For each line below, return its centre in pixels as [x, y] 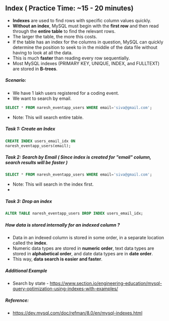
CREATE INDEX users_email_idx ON [40, 141]
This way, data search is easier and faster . [57, 259]
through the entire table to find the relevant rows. [64, 31]
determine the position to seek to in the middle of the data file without [85, 47]
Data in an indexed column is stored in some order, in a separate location [88, 238]
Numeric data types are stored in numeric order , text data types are [83, 248]
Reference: [17, 300]
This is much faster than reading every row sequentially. [71, 58]
